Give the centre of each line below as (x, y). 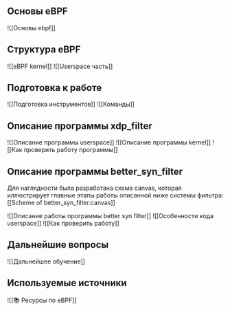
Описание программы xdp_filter (80, 126)
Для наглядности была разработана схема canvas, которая (94, 188)
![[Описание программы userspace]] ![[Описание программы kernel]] (109, 142)
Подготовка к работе (55, 88)
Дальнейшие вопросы (58, 245)
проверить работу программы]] (71, 150)
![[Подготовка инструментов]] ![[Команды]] (71, 104)
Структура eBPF (44, 50)
